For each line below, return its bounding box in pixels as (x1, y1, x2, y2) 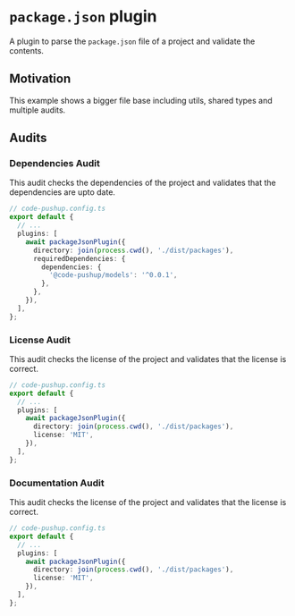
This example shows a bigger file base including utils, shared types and (9, 95, 273, 105)
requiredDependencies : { (32, 254, 126, 263)
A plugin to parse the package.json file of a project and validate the (9, 36, 256, 46)
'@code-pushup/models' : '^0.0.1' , (48, 271, 178, 280)
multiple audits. (9, 105, 66, 115)
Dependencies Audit (9, 157, 101, 170)
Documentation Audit (9, 477, 105, 489)
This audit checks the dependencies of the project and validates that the (9, 177, 276, 189)
